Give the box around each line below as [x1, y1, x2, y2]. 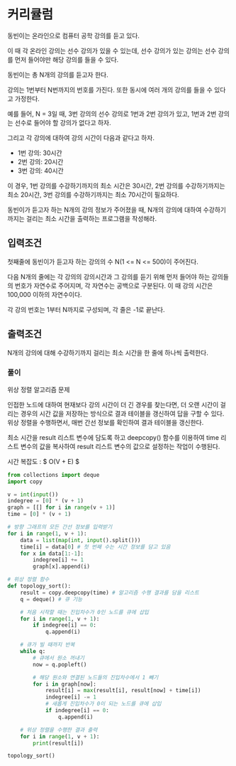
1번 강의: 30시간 [17, 149, 62, 157]
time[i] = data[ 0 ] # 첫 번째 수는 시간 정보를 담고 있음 [20, 543, 171, 551]
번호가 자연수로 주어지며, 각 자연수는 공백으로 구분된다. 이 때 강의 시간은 [14, 281, 213, 290]
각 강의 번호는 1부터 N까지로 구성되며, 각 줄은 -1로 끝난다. [7, 305, 165, 313]
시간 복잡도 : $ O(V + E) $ [7, 457, 80, 465]
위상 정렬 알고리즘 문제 [7, 385, 70, 394]
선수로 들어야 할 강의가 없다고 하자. [14, 118, 111, 126]
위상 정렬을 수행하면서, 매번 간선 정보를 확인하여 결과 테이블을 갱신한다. [7, 418, 204, 426]
